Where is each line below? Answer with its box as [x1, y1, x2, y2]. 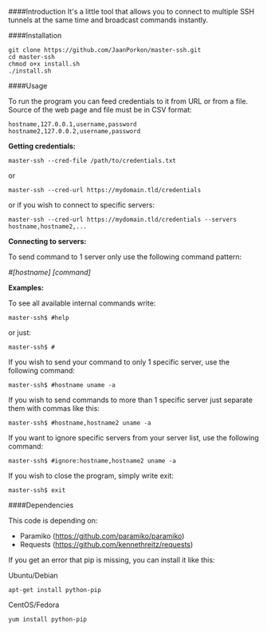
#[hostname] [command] [8, 267, 92, 277]
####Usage [8, 81, 48, 90]
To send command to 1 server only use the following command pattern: [8, 252, 242, 262]
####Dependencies [8, 500, 74, 510]
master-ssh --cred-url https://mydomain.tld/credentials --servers [8, 215, 238, 223]
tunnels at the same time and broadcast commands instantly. [8, 15, 209, 25]
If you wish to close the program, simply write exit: [8, 471, 174, 480]
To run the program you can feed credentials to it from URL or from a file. [8, 97, 249, 106]
